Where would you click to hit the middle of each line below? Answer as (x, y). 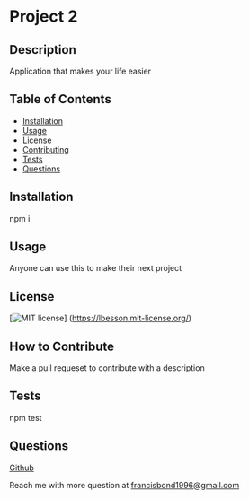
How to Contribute (62, 346)
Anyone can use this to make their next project (96, 268)
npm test (26, 417)
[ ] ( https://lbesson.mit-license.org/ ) (100, 318)
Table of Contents (61, 99)
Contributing (45, 149)
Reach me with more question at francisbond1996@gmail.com (124, 485)
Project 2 (44, 17)
